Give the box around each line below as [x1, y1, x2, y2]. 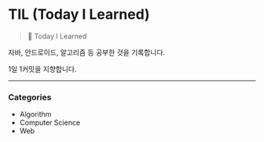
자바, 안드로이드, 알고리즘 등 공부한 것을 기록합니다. [8, 47, 166, 56]
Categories [8, 92, 52, 103]
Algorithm [19, 110, 52, 119]
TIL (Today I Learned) [8, 5, 151, 24]
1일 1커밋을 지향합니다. [8, 64, 77, 74]
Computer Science [19, 118, 81, 127]
